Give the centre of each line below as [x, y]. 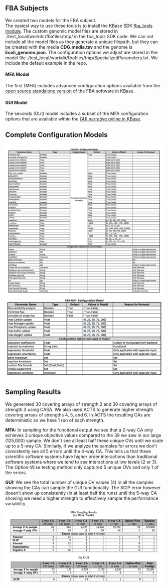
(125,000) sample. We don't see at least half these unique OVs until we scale [84, 440]
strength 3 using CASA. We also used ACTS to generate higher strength [79, 409]
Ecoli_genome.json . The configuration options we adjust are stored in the [81, 52]
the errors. [16, 472]
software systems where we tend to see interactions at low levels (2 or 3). [81, 462]
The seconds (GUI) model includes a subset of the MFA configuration [77, 114]
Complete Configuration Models [56, 135]
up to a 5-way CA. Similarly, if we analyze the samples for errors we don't [81, 446]
